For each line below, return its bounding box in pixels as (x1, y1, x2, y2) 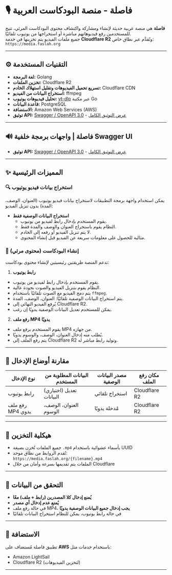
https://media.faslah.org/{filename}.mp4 (12, 457, 102, 462)
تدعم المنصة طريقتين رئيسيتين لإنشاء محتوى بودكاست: (5, 259, 110, 265)
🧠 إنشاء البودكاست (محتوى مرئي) (5, 247, 79, 254)
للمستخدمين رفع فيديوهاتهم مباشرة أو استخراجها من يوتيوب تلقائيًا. (5, 30, 132, 36)
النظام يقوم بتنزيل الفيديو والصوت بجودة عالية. (12, 284, 101, 290)
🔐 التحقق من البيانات (5, 481, 63, 489)
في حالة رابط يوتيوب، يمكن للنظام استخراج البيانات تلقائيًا (12, 510, 122, 517)
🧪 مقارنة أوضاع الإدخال (5, 356, 69, 365)
